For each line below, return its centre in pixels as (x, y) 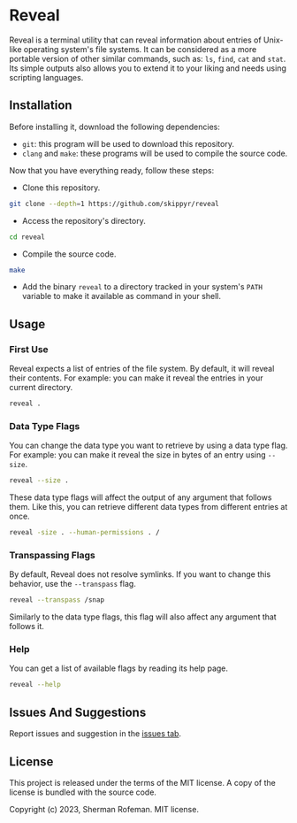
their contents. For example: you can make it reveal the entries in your (136, 378)
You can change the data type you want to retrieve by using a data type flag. (148, 446)
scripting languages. (46, 77)
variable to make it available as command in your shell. (121, 296)
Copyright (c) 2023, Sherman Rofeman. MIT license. (104, 809)
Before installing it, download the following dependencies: (115, 127)
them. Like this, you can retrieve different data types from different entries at (148, 507)
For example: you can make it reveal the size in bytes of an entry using (138, 455)
